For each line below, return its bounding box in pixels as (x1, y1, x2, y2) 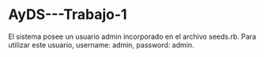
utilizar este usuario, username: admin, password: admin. (8, 40, 194, 49)
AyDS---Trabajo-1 (8, 6, 128, 24)
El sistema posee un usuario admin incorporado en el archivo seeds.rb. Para (8, 32, 257, 41)
